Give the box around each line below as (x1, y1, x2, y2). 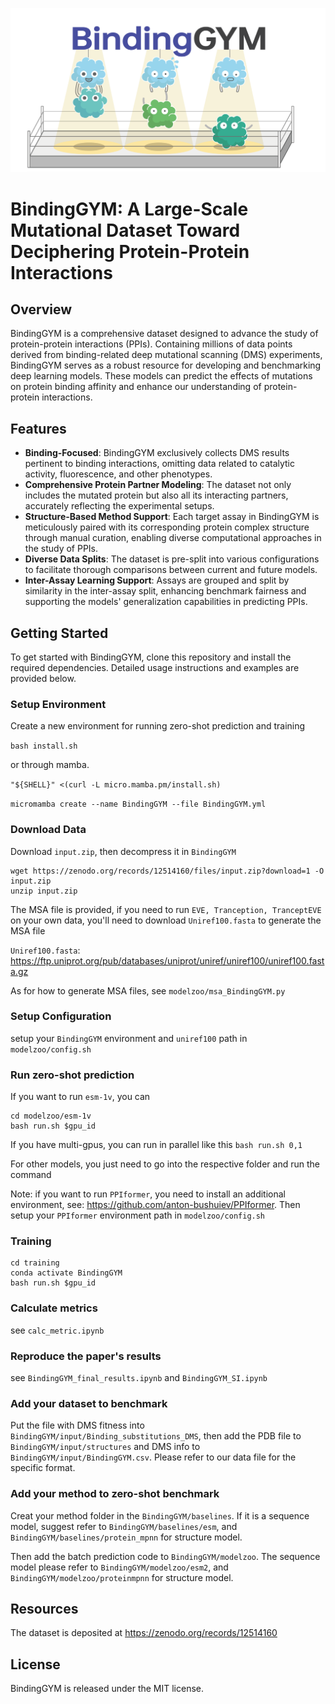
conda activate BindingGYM (10, 1268, 123, 1278)
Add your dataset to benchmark (10, 1396, 168, 1410)
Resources (10, 1601, 79, 1618)
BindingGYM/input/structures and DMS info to (10, 1441, 201, 1453)
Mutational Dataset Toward (10, 219, 241, 242)
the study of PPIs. (24, 543, 99, 555)
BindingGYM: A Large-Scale (10, 198, 249, 220)
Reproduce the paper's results (10, 1349, 162, 1363)
